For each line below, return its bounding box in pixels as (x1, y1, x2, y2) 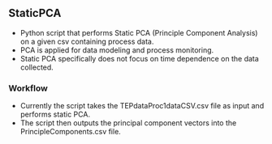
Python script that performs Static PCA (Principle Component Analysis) (19, 28, 258, 37)
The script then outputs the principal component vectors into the (19, 118, 237, 128)
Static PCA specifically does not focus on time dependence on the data (19, 53, 260, 63)
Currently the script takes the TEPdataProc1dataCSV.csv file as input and (19, 101, 265, 111)
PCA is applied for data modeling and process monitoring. (19, 44, 214, 55)
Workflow (8, 83, 49, 94)
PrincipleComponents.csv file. (19, 127, 122, 137)
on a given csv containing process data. (19, 36, 154, 46)
